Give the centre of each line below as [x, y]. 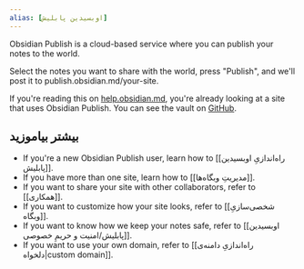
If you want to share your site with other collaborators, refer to [139, 187]
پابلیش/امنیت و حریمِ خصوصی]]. [77, 235]
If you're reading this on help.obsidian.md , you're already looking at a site [147, 98]
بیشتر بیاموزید [44, 137]
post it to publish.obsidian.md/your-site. [84, 80]
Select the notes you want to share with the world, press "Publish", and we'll [152, 71]
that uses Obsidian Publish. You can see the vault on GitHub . [123, 108]
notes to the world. [45, 53]
